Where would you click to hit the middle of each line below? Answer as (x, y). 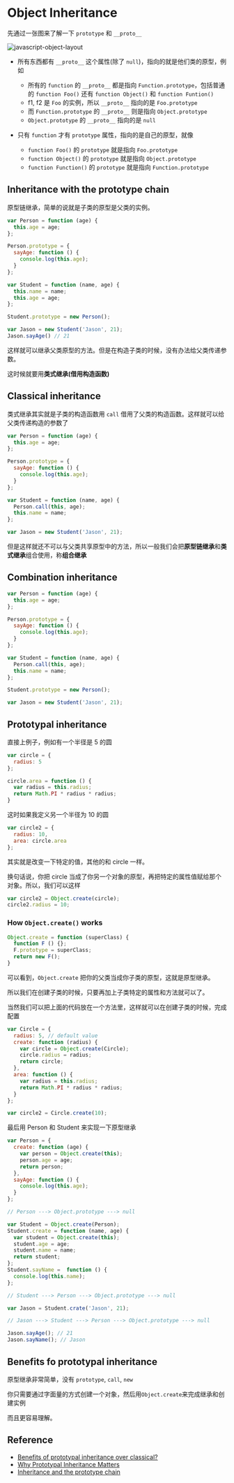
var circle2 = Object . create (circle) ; (63, 898)
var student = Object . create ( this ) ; (67, 1237)
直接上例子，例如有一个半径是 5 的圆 (60, 741)
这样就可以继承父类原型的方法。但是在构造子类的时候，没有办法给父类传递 (114, 350)
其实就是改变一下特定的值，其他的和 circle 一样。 (78, 862)
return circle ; (42, 1062)
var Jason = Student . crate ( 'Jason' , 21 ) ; (68, 1308)
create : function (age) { (51, 1148)
